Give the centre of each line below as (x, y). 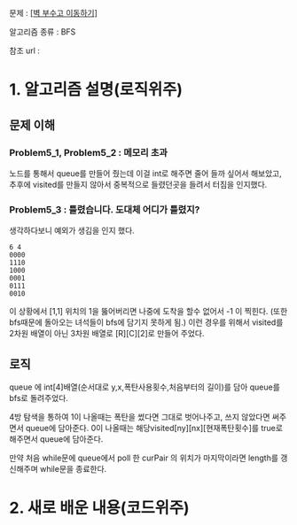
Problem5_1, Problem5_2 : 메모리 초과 (89, 152)
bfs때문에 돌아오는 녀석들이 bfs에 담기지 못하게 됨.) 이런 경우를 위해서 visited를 (146, 322)
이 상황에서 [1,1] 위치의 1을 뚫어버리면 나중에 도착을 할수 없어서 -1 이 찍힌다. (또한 (148, 312)
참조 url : (24, 50)
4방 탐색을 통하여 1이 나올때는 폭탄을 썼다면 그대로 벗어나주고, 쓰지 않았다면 (140, 417)
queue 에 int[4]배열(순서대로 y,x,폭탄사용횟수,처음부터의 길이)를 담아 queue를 (145, 387)
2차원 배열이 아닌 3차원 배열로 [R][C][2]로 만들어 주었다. (107, 334)
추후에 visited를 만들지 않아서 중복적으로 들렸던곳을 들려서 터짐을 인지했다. (138, 184)
